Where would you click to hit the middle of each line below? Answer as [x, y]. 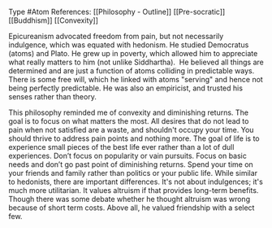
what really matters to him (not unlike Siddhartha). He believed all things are [136, 62]
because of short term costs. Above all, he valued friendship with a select [132, 208]
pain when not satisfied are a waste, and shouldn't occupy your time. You [131, 130]
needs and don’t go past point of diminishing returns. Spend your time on [131, 164]
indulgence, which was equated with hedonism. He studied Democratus [129, 45]
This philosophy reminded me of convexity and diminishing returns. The [129, 112]
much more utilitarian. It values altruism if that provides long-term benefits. [134, 190]
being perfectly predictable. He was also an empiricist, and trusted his [126, 88]
